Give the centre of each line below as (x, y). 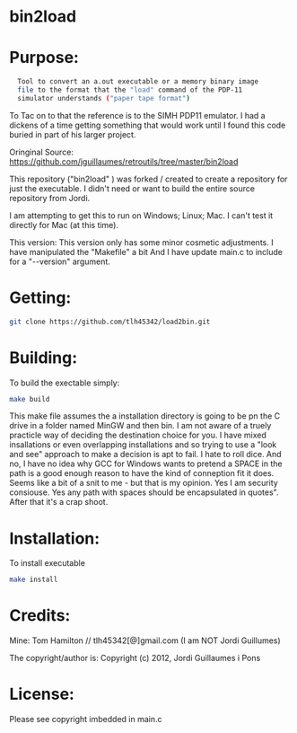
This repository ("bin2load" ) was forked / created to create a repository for (148, 179)
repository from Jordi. (50, 198)
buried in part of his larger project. (73, 134)
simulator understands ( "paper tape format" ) (104, 98)
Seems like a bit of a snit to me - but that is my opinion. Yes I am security (144, 483)
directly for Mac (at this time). (64, 225)
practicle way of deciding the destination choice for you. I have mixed (138, 435)
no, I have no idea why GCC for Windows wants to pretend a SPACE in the (146, 464)
